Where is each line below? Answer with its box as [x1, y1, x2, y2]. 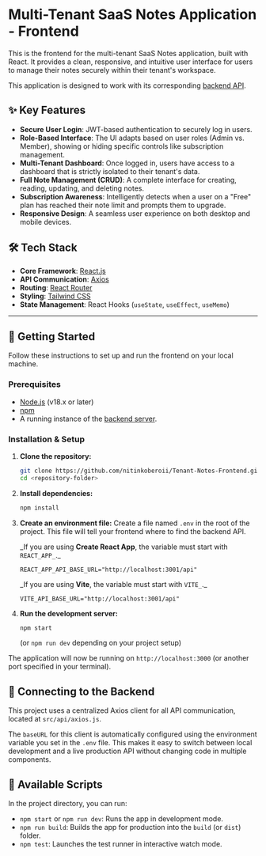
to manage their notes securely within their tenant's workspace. [8, 65, 216, 74]
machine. [8, 359, 39, 369]
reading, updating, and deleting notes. [19, 184, 145, 193]
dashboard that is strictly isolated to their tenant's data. [19, 166, 200, 176]
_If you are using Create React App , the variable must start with [19, 542, 228, 551]
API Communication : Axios [19, 275, 109, 284]
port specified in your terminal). [8, 662, 112, 672]
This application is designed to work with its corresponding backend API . [8, 81, 247, 90]
